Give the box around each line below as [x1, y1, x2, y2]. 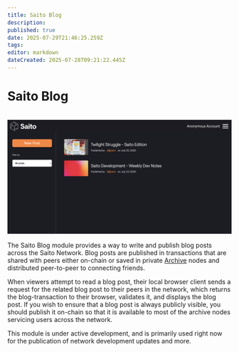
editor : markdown [7, 49, 59, 56]
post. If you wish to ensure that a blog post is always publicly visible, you [7, 300, 221, 309]
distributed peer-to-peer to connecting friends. [7, 264, 146, 272]
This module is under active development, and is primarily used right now [7, 328, 223, 338]
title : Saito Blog [7, 11, 62, 19]
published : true [7, 26, 55, 33]
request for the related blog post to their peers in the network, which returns [7, 285, 231, 294]
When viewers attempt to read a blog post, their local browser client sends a [7, 277, 231, 286]
